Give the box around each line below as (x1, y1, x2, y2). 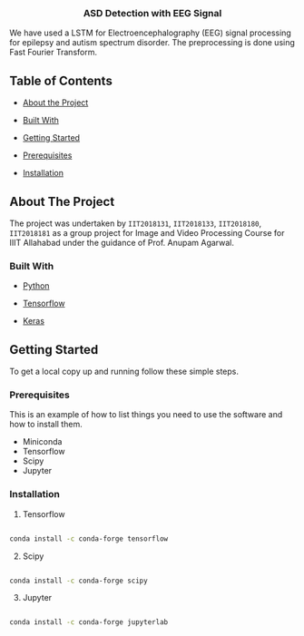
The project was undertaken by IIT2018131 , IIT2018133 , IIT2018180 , (9, 218, 262, 229)
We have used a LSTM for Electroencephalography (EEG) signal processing (9, 27, 292, 38)
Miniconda (22, 436, 63, 447)
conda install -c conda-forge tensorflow (9, 533, 169, 543)
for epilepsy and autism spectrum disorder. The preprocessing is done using (9, 37, 295, 48)
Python (22, 280, 50, 291)
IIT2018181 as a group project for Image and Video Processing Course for (9, 227, 285, 238)
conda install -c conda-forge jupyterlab (9, 618, 169, 627)
